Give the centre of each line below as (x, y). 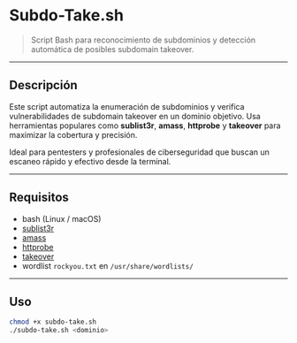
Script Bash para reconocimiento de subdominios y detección (143, 40)
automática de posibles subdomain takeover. (112, 49)
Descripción (43, 85)
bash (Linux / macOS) (61, 218)
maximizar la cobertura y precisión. (73, 134)
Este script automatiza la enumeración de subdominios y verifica (127, 106)
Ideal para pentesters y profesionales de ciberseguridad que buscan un (139, 152)
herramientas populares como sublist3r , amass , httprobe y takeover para (145, 126)
